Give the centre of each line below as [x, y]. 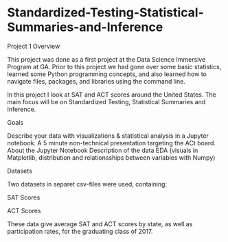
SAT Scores [24, 197]
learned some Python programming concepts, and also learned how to [107, 74]
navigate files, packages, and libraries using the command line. [96, 81]
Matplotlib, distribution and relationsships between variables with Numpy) [111, 157]
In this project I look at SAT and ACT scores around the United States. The [112, 95]
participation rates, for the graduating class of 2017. [80, 231]
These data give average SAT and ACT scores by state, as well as [100, 223]
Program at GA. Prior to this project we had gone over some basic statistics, [114, 66]
